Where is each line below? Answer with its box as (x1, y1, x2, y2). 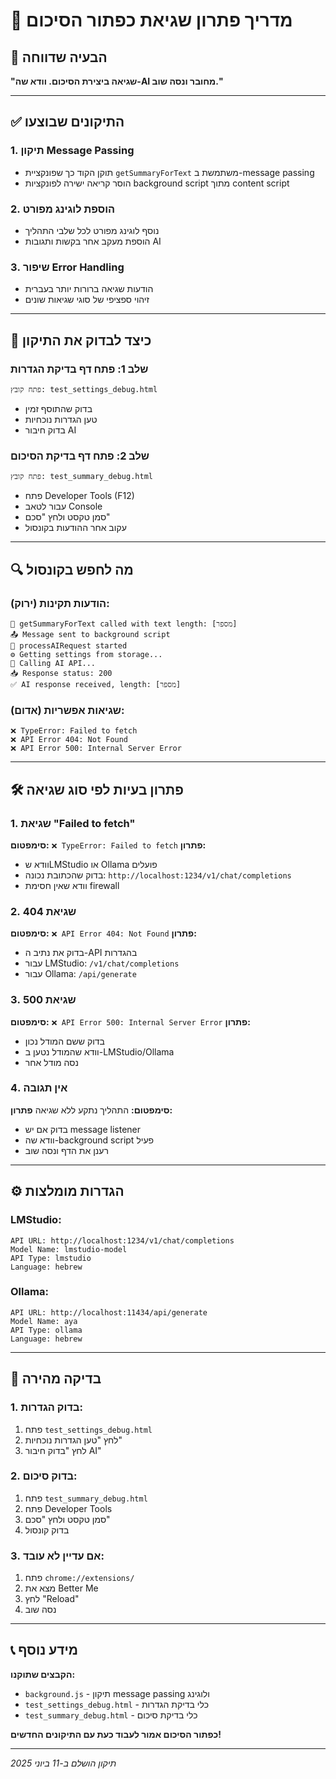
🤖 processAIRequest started (10, 640, 128, 651)
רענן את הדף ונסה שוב (24, 1144, 109, 1156)
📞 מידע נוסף (10, 1642, 79, 1659)
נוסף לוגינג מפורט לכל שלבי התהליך (24, 224, 160, 236)
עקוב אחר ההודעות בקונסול (24, 522, 127, 534)
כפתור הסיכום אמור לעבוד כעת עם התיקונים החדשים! (10, 1728, 222, 1740)
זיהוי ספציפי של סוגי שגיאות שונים (24, 294, 150, 306)
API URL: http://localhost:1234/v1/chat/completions (10, 1235, 235, 1246)
